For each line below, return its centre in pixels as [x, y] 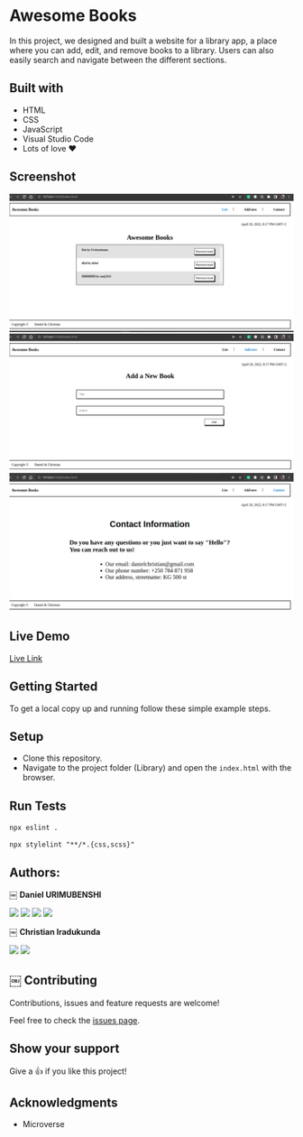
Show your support [64, 1049]
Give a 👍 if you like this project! [68, 1071]
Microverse [43, 1124]
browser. [39, 778]
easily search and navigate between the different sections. [118, 60]
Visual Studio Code [58, 139]
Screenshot [43, 177]
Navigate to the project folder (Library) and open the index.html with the [157, 768]
